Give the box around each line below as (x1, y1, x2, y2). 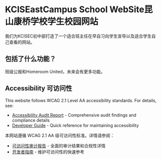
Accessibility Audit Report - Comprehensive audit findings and (12, 112, 137, 118)
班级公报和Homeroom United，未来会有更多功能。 (5, 69, 105, 74)
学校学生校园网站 (30, 16, 99, 27)
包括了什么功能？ (5, 55, 56, 63)
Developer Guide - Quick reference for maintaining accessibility (12, 122, 139, 128)
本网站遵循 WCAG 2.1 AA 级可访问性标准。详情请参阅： (5, 132, 115, 138)
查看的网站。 (9, 39, 35, 45)
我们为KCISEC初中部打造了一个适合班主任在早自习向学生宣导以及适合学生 (5, 33, 152, 39)
